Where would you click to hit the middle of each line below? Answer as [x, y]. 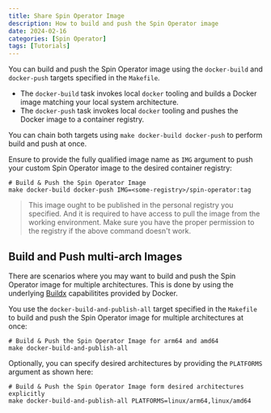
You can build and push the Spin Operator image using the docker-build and [135, 69]
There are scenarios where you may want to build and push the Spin [122, 276]
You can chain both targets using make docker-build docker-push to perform [135, 136]
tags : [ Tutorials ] [39, 46]
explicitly [27, 394]
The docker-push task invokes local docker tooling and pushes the [129, 111]
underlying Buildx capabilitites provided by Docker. [93, 293]
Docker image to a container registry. [82, 119]
